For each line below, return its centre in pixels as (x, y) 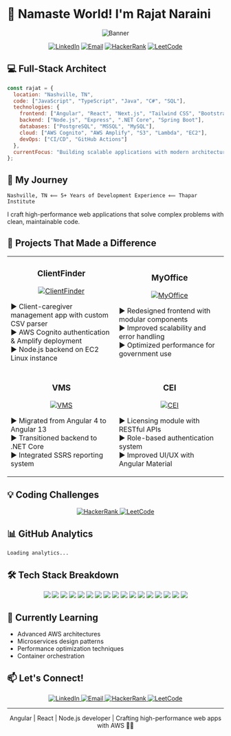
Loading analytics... (38, 553)
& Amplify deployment (46, 341)
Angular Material (146, 463)
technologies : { (36, 107)
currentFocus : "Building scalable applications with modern (101, 152)
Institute (21, 202)
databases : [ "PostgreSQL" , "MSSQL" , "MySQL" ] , (87, 126)
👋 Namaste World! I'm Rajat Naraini (109, 14)
